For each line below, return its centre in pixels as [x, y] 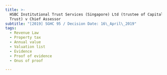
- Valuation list [28, 47]
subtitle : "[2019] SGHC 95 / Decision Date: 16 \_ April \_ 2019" [71, 24]
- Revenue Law [24, 33]
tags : [11, 28]
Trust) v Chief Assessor [35, 19]
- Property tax [25, 38]
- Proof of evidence [31, 56]
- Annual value [25, 42]
